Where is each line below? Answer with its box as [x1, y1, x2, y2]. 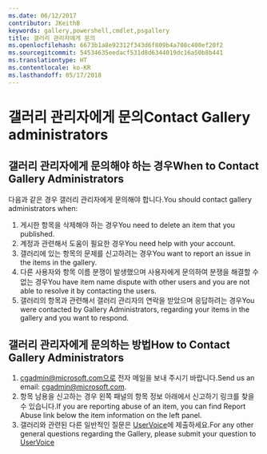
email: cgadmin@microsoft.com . [19, 382, 127, 392]
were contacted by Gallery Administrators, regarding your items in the [19, 305, 250, 314]
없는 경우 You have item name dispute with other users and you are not [19, 277, 250, 286]
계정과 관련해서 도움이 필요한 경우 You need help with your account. [19, 238, 236, 248]
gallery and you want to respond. [19, 313, 130, 322]
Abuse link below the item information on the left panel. [19, 411, 202, 420]
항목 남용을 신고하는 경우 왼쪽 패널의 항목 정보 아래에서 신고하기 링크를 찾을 [19, 392, 255, 401]
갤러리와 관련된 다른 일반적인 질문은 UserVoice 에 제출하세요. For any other [19, 420, 254, 430]
